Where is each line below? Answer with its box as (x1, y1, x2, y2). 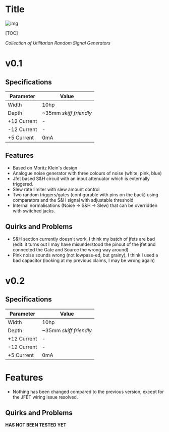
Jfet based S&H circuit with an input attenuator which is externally (12, 176, 150, 182)
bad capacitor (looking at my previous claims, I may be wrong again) (12, 257, 155, 264)
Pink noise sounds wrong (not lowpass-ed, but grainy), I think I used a (12, 252, 158, 258)
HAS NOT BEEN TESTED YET (5, 422, 67, 428)
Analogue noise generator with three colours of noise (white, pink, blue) (12, 170, 162, 176)
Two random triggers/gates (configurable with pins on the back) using (12, 191, 159, 198)
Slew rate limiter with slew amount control (12, 186, 100, 192)
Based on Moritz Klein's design (12, 164, 78, 170)
